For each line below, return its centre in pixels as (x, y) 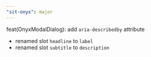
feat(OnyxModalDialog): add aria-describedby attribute (75, 29)
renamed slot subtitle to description (62, 47)
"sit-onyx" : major (30, 12)
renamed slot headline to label (54, 41)
